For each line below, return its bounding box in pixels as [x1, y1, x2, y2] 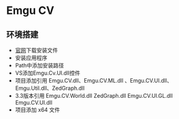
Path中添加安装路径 [15, 62, 64, 69]
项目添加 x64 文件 [15, 106, 61, 113]
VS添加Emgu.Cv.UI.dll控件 [15, 69, 81, 76]
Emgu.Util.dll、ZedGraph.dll [15, 84, 85, 92]
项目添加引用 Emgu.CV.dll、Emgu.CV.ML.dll [15, 77, 124, 84]
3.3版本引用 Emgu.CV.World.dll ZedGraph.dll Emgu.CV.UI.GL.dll [15, 92, 173, 99]
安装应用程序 [15, 54, 47, 61]
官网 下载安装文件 [15, 47, 58, 53]
